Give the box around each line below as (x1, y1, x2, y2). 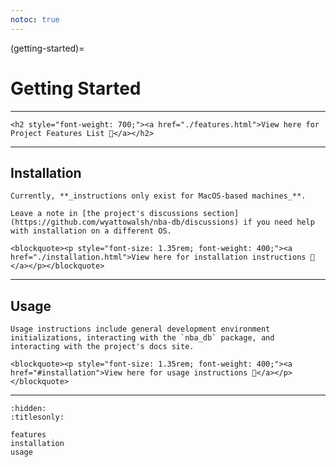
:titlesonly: (10, 412, 65, 423)
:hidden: (10, 404, 47, 414)
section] (202, 209, 240, 219)
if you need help (243, 217, 315, 228)
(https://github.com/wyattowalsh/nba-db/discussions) (10, 217, 240, 228)
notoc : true (10, 14, 60, 25)
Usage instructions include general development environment (10, 324, 271, 335)
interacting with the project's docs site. (10, 342, 195, 352)
